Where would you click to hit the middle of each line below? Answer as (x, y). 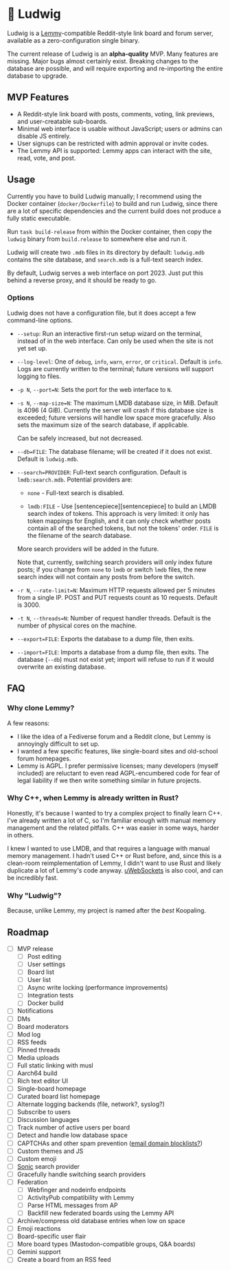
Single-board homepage (51, 1089)
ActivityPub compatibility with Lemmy (81, 1197)
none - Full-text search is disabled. (76, 492)
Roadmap (28, 932)
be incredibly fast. (33, 877)
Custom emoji (37, 1158)
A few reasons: (28, 723)
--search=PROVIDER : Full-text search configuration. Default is (102, 472)
